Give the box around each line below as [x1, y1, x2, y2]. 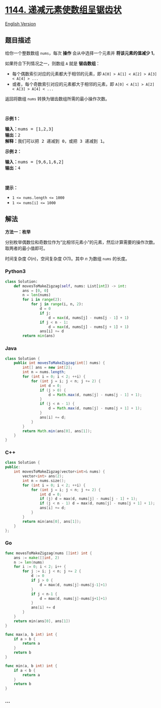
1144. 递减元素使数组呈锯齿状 [5, 4, 122, 16]
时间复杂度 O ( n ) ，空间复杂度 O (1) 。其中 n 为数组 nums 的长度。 [5, 255, 130, 261]
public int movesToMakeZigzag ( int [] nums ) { [14, 361, 105, 365]
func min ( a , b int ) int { [5, 663, 57, 668]
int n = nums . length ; [22, 370, 66, 375]
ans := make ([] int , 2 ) [14, 555, 60, 560]
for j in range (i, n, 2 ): [31, 302, 83, 307]
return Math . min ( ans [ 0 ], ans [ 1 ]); [22, 428, 92, 434]
